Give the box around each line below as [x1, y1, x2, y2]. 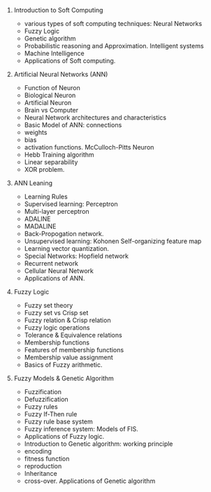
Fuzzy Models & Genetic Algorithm [13, 374, 114, 382]
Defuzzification [24, 395, 68, 403]
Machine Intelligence [24, 49, 85, 57]
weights [24, 129, 48, 136]
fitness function [24, 454, 70, 463]
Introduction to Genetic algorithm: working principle [24, 440, 173, 448]
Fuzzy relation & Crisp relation [24, 316, 111, 324]
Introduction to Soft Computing [13, 6, 103, 14]
